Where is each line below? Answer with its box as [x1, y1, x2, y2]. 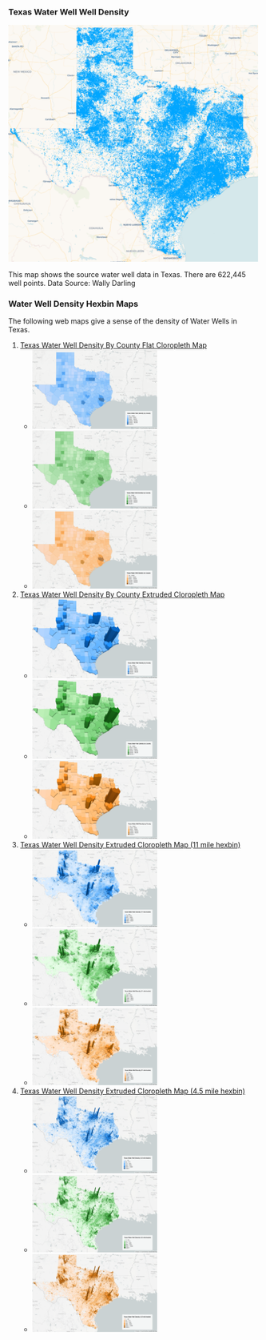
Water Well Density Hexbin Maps [8, 298, 138, 309]
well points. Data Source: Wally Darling [8, 278, 136, 288]
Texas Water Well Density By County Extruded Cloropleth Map [19, 590, 225, 599]
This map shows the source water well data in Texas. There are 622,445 [8, 269, 246, 279]
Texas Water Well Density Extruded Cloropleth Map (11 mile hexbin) [19, 839, 241, 849]
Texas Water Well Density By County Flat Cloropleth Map [19, 340, 208, 350]
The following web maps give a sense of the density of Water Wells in [8, 316, 238, 326]
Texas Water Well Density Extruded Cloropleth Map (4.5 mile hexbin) [19, 1086, 246, 1096]
